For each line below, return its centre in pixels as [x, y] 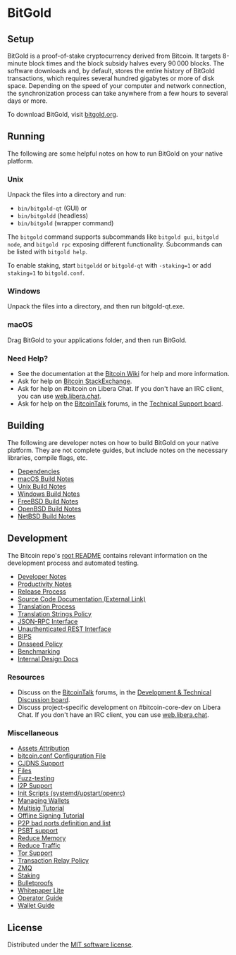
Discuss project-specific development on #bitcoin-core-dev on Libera [119, 707]
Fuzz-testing [36, 778]
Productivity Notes [44, 584]
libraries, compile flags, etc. [48, 457]
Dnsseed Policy [40, 644]
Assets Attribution [43, 749]
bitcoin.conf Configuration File [62, 756]
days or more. [27, 101]
